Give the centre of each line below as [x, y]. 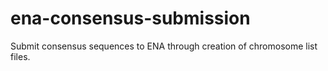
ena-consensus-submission [130, 18]
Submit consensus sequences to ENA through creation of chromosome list [164, 46]
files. [20, 56]
